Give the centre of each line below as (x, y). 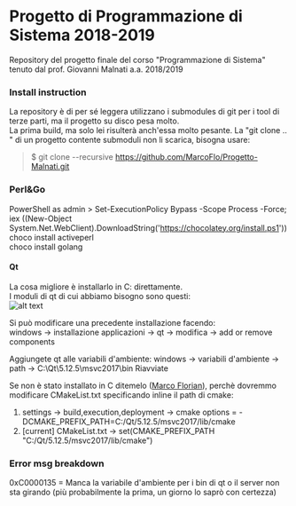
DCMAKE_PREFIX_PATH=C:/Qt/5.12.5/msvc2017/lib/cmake (129, 421)
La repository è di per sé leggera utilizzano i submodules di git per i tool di (144, 112)
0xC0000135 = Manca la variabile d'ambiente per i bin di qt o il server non (144, 483)
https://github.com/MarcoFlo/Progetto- (187, 157)
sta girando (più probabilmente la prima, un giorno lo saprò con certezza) (143, 492)
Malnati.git (50, 167)
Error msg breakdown (57, 463)
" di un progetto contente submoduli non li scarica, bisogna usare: (130, 140)
